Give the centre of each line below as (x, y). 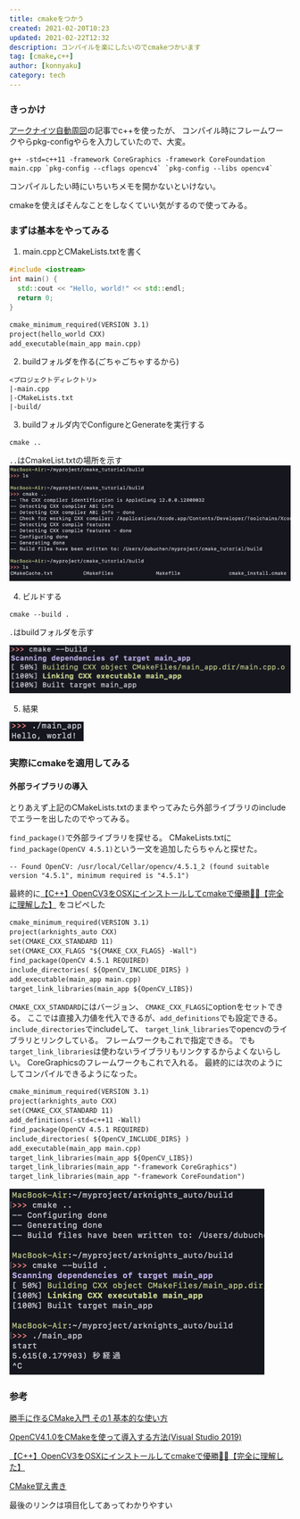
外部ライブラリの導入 (48, 786)
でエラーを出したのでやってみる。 (72, 819)
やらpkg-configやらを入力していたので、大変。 (103, 142)
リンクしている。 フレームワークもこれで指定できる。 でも (148, 1040)
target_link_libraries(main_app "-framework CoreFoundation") (127, 1177)
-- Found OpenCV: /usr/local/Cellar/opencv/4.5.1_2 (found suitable (139, 867)
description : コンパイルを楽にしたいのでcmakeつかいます (105, 47)
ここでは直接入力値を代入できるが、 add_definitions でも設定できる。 (154, 1018)
